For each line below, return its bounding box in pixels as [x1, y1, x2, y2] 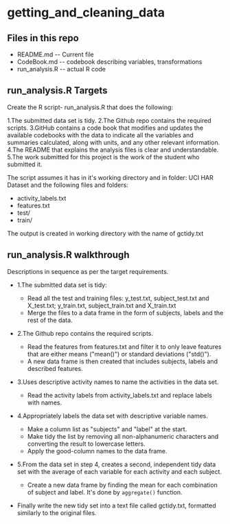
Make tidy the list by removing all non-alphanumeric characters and [27, 432, 219, 440]
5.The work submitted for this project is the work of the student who [7, 152, 200, 161]
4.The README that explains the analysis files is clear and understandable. [7, 146, 219, 154]
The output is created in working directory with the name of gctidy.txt [7, 229, 204, 238]
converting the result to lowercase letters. [27, 440, 146, 448]
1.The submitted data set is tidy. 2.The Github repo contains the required [7, 116, 211, 124]
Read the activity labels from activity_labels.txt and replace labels [27, 391, 213, 399]
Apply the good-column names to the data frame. [27, 446, 168, 455]
